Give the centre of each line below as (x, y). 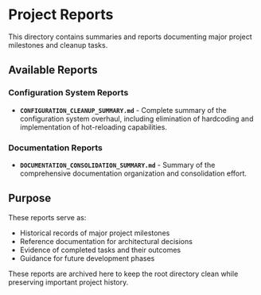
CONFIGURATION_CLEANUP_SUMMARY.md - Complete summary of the (123, 110)
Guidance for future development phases (87, 258)
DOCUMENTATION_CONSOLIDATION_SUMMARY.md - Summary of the (117, 165)
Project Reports (61, 15)
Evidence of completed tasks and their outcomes (100, 250)
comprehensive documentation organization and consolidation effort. (133, 173)
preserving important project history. (68, 282)
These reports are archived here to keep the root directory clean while (123, 274)
